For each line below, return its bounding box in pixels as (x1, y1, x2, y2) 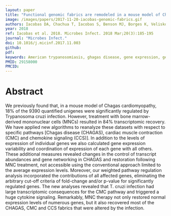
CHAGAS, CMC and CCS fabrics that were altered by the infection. (5, 205, 145, 211)
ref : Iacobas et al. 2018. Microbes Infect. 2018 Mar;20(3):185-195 (5, 31, 154, 36)
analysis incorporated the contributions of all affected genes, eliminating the (5, 173, 165, 179)
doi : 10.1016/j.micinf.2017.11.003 (5, 41, 81, 46)
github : (5, 45, 22, 50)
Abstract (5, 86, 43, 97)
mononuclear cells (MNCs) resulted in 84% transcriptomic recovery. (22, 119, 166, 125)
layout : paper (5, 7, 36, 13)
